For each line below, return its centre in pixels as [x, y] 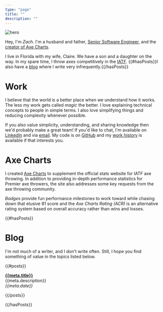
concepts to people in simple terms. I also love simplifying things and [74, 110]
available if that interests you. [35, 140]
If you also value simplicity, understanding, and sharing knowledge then [77, 125]
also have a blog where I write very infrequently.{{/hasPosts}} [67, 67]
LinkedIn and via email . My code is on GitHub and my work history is [74, 135]
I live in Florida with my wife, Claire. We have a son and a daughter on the [79, 56]
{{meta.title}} [19, 275]
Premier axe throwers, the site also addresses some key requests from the [80, 184]
